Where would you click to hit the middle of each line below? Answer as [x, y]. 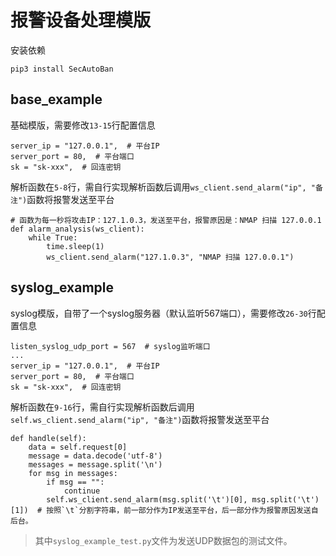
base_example [56, 99]
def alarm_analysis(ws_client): [77, 229]
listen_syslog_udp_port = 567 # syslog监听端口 [110, 346]
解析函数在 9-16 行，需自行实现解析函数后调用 [102, 407]
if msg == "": [75, 482]
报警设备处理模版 [81, 20]
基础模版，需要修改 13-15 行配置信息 [83, 125]
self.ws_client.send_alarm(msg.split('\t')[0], [147, 499]
